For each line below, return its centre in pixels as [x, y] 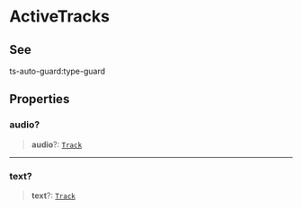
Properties [40, 99]
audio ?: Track [57, 144]
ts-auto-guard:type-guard [58, 71]
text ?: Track [53, 196]
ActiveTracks [60, 17]
